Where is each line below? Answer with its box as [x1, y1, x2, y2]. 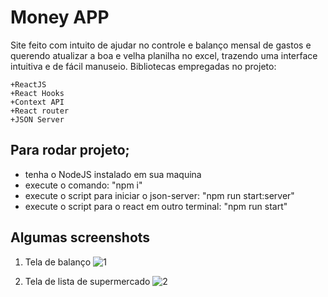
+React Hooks [10, 88, 65, 98]
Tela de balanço [24, 256, 92, 268]
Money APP [10, 6, 110, 29]
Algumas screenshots [10, 229, 151, 246]
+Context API [10, 97, 65, 107]
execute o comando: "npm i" [24, 179, 143, 191]
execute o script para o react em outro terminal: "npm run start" [24, 200, 288, 212]
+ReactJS [10, 79, 47, 90]
